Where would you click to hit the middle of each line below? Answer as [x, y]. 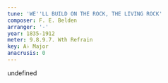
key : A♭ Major [28, 46]
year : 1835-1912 [31, 33]
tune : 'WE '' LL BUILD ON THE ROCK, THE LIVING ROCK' [85, 14]
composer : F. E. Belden [42, 20]
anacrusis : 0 [26, 53]
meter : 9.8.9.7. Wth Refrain [50, 40]
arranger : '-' [28, 27]
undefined [22, 73]
